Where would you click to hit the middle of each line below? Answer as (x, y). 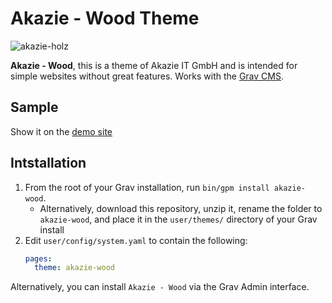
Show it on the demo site (61, 131)
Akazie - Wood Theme (105, 18)
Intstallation (48, 163)
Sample (34, 107)
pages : (38, 258)
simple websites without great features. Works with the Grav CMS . (147, 76)
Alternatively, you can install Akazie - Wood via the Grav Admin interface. (160, 287)
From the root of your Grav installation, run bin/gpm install (147, 187)
